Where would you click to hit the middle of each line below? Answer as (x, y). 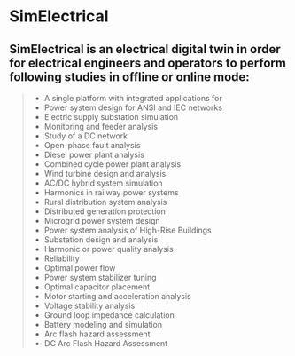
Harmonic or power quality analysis (109, 249)
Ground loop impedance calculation (109, 315)
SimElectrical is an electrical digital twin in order (145, 49)
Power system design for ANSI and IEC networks (133, 107)
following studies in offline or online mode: (129, 77)
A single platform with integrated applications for (133, 98)
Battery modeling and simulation (103, 324)
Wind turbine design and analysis (105, 174)
